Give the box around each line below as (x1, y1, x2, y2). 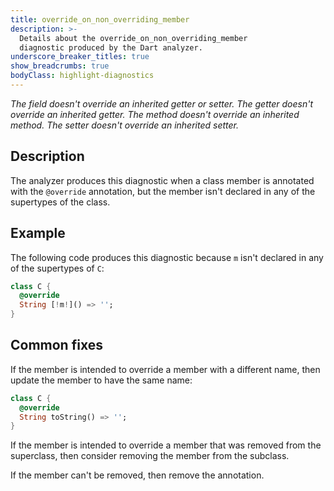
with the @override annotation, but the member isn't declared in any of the (10, 185, 316, 197)
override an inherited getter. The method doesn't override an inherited (10, 108, 300, 120)
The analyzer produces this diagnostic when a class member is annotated (10, 174, 315, 186)
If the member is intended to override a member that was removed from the (10, 439, 322, 451)
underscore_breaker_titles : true (10, 52, 150, 62)
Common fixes (10, 337, 103, 354)
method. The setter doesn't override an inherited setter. (10, 119, 239, 131)
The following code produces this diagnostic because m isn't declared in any (10, 251, 324, 263)
